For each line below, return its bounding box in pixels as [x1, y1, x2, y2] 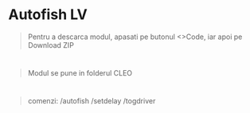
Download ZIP [27, 40, 74, 49]
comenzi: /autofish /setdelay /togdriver [27, 96, 156, 106]
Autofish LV [8, 6, 88, 24]
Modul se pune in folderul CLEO [27, 68, 133, 78]
